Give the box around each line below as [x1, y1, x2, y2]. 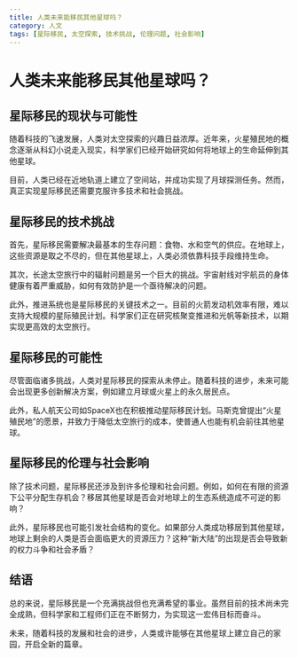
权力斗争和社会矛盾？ [16, 544, 95, 554]
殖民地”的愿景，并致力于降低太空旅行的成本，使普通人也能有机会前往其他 [9, 416, 278, 427]
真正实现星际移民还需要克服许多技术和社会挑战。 [9, 185, 188, 196]
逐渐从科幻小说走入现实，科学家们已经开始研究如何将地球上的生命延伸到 [16, 145, 281, 155]
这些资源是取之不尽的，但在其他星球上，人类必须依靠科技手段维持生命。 [9, 250, 273, 262]
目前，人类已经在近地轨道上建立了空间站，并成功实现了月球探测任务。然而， [9, 175, 289, 185]
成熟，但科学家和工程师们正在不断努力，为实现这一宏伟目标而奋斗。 [16, 608, 266, 619]
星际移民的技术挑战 [9, 214, 114, 229]
